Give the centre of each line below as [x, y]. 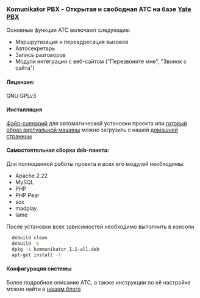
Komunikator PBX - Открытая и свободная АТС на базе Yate [99, 9]
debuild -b [26, 244]
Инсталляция [24, 110]
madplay [26, 208]
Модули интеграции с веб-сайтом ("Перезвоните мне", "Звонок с [101, 61]
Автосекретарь [35, 48]
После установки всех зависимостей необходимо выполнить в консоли [100, 226]
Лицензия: [20, 82]
